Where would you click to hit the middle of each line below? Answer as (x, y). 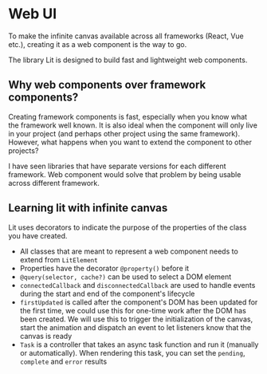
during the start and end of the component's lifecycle (107, 293)
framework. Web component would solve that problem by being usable (125, 174)
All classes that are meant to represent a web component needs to (129, 251)
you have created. (38, 235)
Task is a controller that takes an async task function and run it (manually (139, 344)
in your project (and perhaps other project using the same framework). (124, 133)
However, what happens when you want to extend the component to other (130, 142)
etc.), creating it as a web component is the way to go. (98, 44)
